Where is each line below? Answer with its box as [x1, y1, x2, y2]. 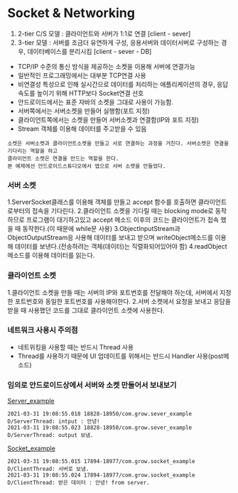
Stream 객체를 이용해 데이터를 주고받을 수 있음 [17, 124, 147, 133]
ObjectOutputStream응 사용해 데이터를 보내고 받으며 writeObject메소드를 [7, 233, 214, 242]
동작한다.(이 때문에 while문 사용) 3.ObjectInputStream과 [22, 224, 181, 233]
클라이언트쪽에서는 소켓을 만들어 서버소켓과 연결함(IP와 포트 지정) [17, 115, 199, 124]
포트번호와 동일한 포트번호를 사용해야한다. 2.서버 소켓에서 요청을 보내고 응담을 [14, 297, 231, 305]
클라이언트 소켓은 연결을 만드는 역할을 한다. [7, 155, 119, 162]
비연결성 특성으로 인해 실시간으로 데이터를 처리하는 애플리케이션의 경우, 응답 [17, 80, 229, 88]
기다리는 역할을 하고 [7, 147, 58, 154]
